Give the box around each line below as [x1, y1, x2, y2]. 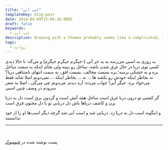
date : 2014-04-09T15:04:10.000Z [5, 16, 72, 21]
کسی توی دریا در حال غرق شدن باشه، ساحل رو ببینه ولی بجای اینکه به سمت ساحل [5, 63, 159, 69]
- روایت [9, 44, 26, 49]
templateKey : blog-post [5, 12, 55, 17]
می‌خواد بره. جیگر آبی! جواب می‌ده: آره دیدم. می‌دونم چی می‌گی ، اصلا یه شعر [5, 79, 150, 85]
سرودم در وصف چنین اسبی [5, 84, 56, 90]
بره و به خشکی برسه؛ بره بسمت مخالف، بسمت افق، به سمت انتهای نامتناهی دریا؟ [5, 68, 158, 75]
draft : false [5, 21, 32, 26]
